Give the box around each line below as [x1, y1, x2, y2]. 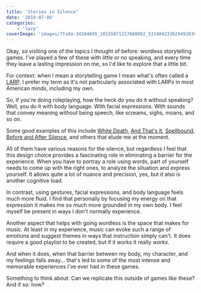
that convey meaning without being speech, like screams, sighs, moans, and [6, 109, 194, 116]
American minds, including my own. [6, 85, 95, 92]
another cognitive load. [6, 177, 63, 184]
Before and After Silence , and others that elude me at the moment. [6, 133, 170, 141]
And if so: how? [6, 281, 45, 288]
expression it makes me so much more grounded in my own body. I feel [6, 202, 182, 209]
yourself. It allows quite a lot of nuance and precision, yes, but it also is [6, 171, 181, 178]
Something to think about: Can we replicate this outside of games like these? [6, 274, 195, 282]
